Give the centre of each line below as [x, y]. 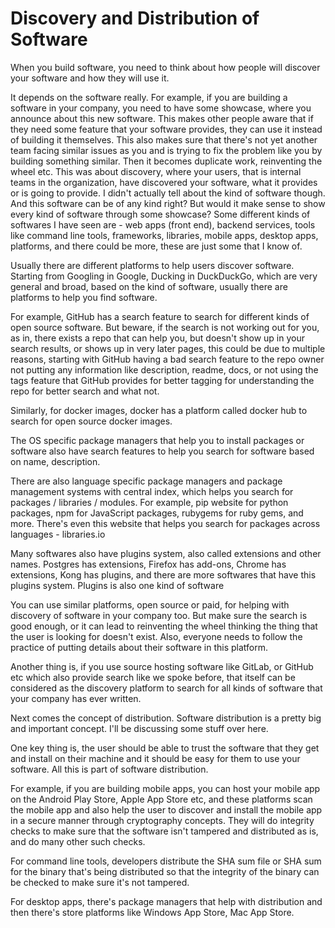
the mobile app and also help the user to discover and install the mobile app [166, 809]
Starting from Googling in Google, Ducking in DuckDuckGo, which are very [164, 276]
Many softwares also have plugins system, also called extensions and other [166, 553]
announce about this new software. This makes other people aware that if [162, 118]
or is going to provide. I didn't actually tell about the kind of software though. [168, 193]
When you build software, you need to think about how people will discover [165, 67]
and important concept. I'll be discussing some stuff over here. [139, 728]
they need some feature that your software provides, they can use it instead [166, 129]
